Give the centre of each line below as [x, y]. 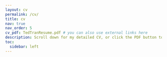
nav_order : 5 [19, 28]
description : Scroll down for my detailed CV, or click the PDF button [81, 38]
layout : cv [16, 10]
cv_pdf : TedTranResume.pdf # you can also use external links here [77, 33]
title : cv [15, 19]
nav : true [15, 24]
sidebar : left [24, 47]
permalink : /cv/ [22, 14]
